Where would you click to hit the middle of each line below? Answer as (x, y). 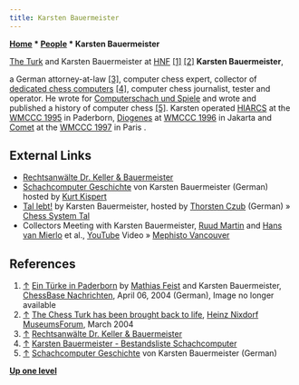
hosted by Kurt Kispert (64, 197)
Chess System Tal (56, 216)
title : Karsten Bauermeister (64, 18)
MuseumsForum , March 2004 (78, 324)
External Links (51, 156)
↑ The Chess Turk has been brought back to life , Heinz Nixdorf (140, 315)
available (39, 305)
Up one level (33, 371)
